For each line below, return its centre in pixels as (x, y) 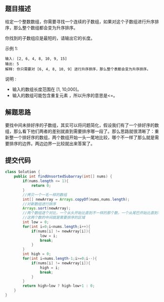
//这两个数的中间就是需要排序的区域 (54, 218)
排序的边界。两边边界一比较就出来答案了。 (52, 143)
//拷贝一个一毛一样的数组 (45, 195)
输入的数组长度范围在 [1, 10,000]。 (47, 89)
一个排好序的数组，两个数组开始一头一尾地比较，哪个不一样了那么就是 (84, 137)
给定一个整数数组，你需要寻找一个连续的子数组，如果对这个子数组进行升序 (80, 22)
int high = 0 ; (37, 254)
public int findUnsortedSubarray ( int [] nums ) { (63, 176)
